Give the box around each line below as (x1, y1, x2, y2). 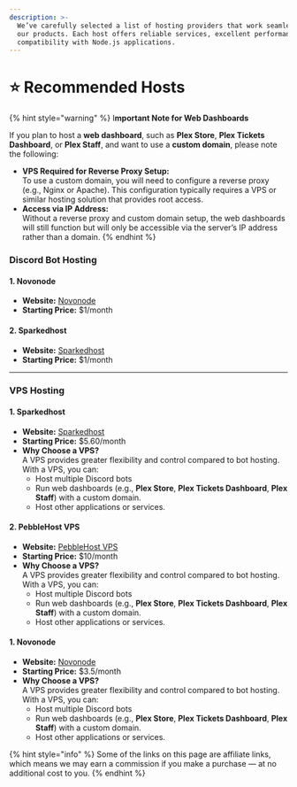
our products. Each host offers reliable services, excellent (17, 29, 251, 38)
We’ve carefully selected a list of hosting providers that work (17, 21, 263, 30)
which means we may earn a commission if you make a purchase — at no (9, 759, 277, 769)
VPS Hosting (9, 384, 65, 397)
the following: (9, 149, 59, 159)
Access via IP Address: (21, 204, 109, 214)
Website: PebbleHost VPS (21, 541, 118, 552)
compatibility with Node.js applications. (17, 37, 176, 47)
